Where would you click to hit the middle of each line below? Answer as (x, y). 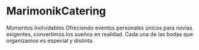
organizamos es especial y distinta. (50, 40)
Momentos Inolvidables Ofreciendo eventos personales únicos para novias (99, 28)
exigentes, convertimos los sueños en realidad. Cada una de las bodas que (100, 34)
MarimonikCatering (56, 11)
